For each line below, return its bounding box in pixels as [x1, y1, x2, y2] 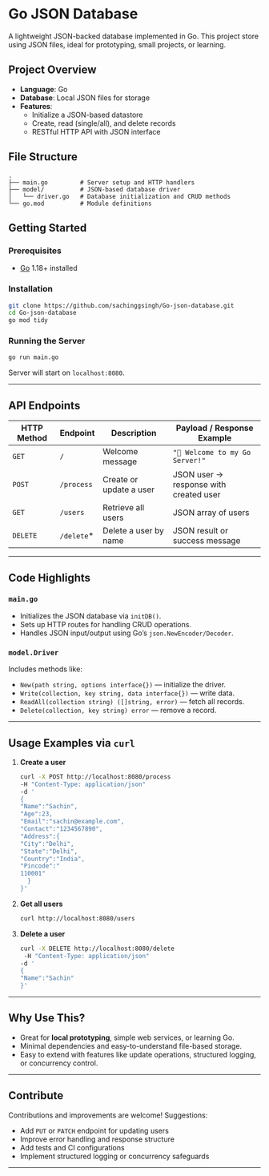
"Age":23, [19, 810, 54, 818]
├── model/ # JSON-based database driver [8, 185, 181, 193]
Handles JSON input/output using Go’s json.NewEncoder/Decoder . [19, 628, 234, 638]
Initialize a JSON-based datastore [31, 110, 143, 119]
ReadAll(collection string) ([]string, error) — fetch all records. [19, 697, 245, 707]
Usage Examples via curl [8, 736, 135, 750]
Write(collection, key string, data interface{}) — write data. [19, 688, 235, 698]
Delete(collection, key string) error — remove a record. [19, 706, 217, 715]
